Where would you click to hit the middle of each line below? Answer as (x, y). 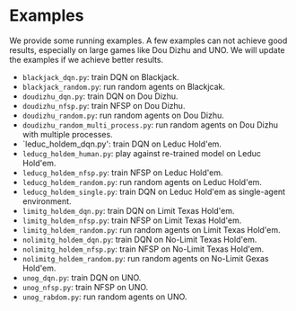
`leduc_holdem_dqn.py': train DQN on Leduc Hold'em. (122, 144)
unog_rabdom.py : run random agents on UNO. (104, 297)
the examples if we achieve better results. (87, 59)
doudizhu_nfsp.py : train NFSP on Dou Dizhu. (104, 105)
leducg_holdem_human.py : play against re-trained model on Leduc (142, 153)
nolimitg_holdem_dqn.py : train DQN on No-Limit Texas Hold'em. (139, 239)
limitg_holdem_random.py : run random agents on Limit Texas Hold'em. (151, 229)
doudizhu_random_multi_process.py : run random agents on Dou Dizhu (150, 124)
